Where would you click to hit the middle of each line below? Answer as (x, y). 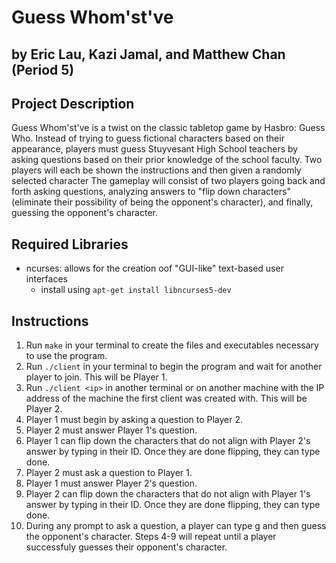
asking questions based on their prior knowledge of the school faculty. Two (167, 160)
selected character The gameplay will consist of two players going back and (168, 181)
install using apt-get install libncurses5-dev (136, 290)
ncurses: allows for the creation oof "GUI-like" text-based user (154, 268)
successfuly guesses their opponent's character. (126, 547)
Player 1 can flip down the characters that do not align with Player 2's (168, 441)
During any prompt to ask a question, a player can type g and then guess (176, 526)
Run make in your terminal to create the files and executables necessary (172, 345)
